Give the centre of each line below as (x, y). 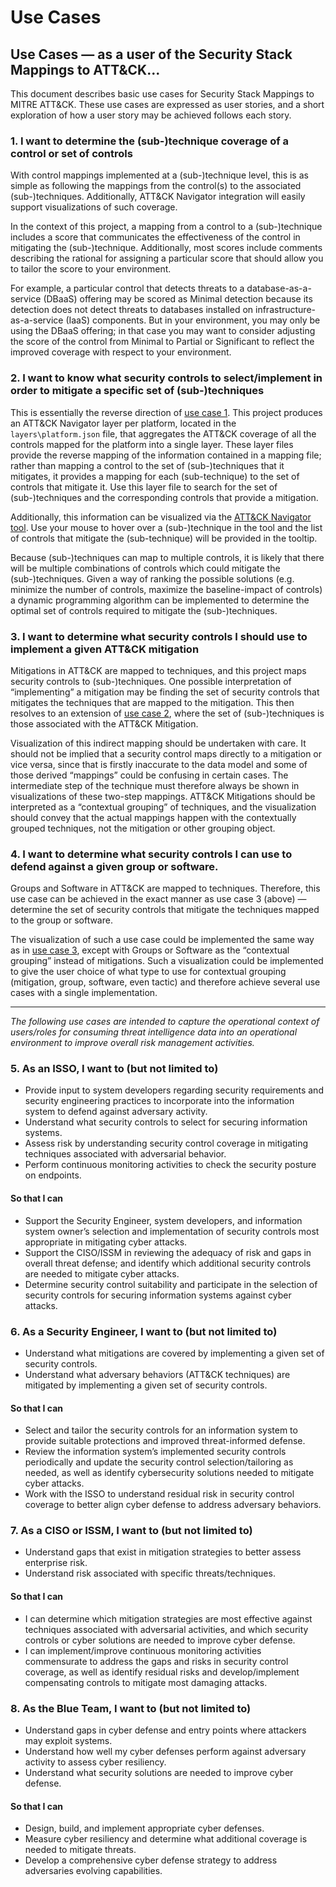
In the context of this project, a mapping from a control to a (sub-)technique (166, 227)
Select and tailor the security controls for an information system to (161, 1430)
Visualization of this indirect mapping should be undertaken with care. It (158, 743)
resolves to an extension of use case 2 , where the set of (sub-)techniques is (167, 713)
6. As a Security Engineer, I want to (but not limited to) (144, 1331)
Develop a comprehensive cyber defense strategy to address (151, 1860)
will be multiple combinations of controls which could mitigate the (145, 568)
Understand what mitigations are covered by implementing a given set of (174, 1353)
